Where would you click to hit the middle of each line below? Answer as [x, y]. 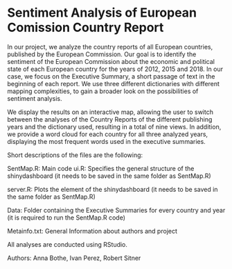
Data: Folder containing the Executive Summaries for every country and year [116, 210]
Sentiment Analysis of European [102, 13]
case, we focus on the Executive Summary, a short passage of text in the [111, 76]
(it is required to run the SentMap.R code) [66, 218]
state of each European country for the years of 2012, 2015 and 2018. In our [115, 69]
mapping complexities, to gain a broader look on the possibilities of [103, 91]
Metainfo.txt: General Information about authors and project [92, 231]
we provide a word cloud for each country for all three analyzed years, [108, 134]
